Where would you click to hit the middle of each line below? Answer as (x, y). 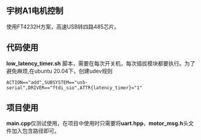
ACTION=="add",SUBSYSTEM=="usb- (47, 82)
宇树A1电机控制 (35, 11)
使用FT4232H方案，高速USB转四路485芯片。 (63, 27)
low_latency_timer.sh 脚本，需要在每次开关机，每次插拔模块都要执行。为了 (101, 63)
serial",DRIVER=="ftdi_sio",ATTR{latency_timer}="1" (74, 88)
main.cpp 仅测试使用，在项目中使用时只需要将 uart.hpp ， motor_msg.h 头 (97, 124)
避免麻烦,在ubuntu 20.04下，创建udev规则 (60, 71)
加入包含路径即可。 (35, 131)
